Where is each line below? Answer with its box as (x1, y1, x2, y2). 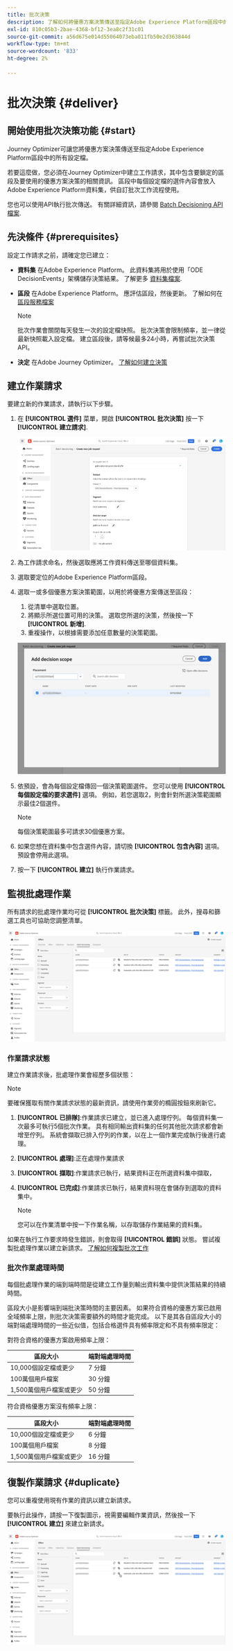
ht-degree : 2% (7, 55, 49, 62)
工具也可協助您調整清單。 (12, 916, 87, 925)
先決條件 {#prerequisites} (7, 231, 119, 243)
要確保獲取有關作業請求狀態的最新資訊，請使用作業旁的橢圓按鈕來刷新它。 (7, 1099, 220, 1107)
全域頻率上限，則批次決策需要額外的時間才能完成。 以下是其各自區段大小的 (7, 1312, 222, 1320)
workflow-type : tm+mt (7, 40, 70, 48)
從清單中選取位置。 (27, 603, 83, 611)
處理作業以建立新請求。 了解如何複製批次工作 (19, 1244, 149, 1252)
